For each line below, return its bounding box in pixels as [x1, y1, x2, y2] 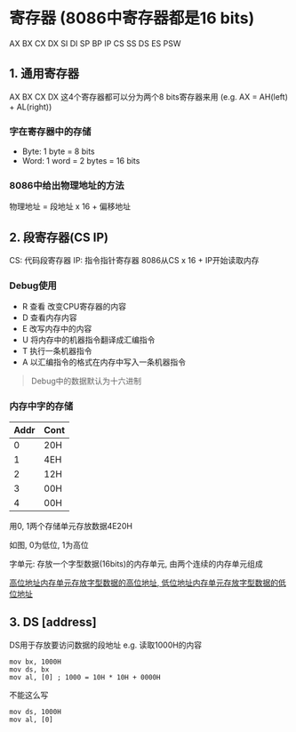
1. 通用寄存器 [9, 66, 80, 81]
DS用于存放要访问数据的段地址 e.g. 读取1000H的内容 [9, 639, 203, 650]
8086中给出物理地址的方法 [9, 179, 124, 191]
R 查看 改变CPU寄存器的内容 [21, 302, 127, 312]
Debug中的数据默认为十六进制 [30, 375, 142, 387]
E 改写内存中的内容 [21, 324, 92, 334]
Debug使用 [9, 279, 58, 292]
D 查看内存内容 [21, 312, 77, 323]
